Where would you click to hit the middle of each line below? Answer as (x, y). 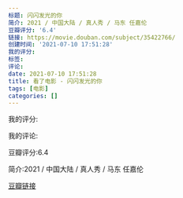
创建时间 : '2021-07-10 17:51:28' (61, 45)
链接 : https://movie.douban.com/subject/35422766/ (92, 37)
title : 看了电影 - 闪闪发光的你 (55, 81)
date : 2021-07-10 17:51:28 (52, 74)
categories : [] (33, 96)
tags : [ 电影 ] (28, 88)
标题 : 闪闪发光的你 (35, 15)
